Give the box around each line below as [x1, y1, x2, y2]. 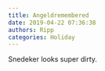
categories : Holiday [8, 33, 76, 41]
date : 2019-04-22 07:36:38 [8, 19, 96, 27]
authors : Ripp [8, 26, 55, 34]
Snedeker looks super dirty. [8, 55, 98, 64]
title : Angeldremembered [8, 11, 89, 20]
